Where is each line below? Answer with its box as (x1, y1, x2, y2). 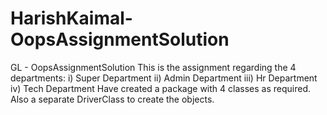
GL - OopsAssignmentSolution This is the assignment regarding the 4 (10, 61, 297, 73)
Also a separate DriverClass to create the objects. (10, 93, 215, 105)
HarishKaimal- (10, 7, 133, 30)
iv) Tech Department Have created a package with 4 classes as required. (10, 82, 311, 94)
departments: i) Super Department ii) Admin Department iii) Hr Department (10, 72, 318, 84)
